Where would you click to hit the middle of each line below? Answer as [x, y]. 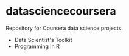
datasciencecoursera [61, 11]
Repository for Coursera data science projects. [64, 28]
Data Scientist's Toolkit [43, 40]
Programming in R [37, 46]
